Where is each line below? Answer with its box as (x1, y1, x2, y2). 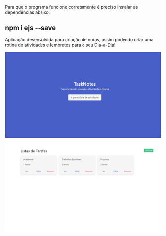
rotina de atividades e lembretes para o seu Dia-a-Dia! (5, 42, 116, 48)
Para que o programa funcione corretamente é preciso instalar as (5, 4, 138, 10)
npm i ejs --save (5, 24, 56, 32)
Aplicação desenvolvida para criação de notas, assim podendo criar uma (5, 37, 154, 42)
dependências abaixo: (5, 9, 50, 15)
